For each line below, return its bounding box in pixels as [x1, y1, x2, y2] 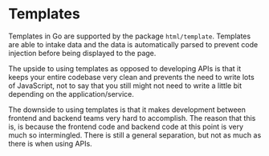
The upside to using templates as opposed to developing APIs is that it [8, 63, 242, 73]
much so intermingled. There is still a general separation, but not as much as [8, 130, 262, 140]
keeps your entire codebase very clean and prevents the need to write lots [8, 72, 255, 82]
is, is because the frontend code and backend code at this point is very [8, 122, 243, 131]
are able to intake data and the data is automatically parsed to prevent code [8, 39, 259, 49]
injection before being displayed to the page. [8, 48, 157, 58]
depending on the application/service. [8, 89, 135, 98]
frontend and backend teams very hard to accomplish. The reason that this [8, 113, 256, 122]
